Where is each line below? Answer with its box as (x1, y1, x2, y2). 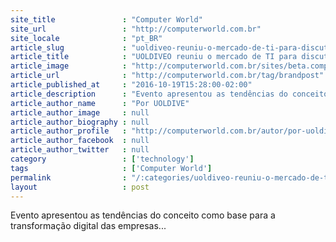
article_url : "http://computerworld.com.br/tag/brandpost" (10, 71, 325, 81)
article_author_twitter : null (10, 145, 150, 155)
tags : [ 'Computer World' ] (10, 163, 213, 173)
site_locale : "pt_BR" (10, 33, 163, 43)
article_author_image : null (10, 107, 150, 118)
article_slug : (10, 42, 128, 53)
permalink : (10, 172, 128, 183)
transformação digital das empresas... (10, 220, 167, 232)
